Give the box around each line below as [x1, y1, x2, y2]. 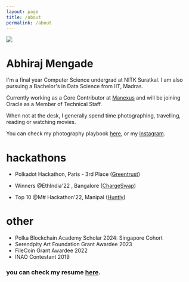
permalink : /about [6, 20, 52, 26]
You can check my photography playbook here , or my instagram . [6, 130, 166, 137]
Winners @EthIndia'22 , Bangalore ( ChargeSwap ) [14, 182, 136, 190]
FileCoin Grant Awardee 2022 [14, 247, 88, 254]
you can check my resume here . [6, 268, 101, 277]
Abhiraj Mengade [6, 57, 94, 70]
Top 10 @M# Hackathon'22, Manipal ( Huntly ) [14, 194, 126, 201]
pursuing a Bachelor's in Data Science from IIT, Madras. [6, 83, 144, 90]
